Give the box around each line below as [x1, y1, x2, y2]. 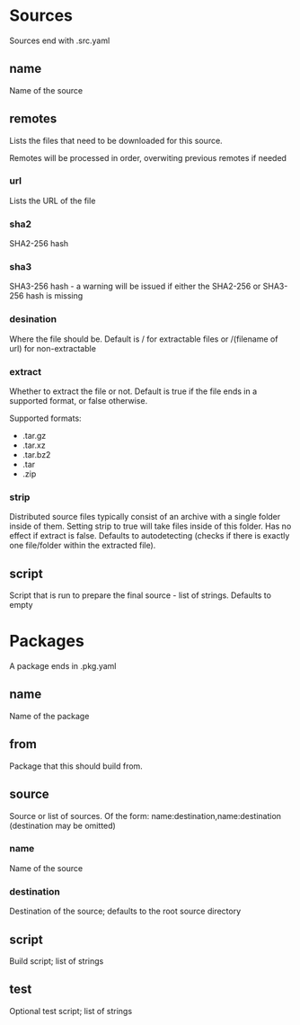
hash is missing [25, 290, 84, 301]
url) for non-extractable [9, 343, 97, 353]
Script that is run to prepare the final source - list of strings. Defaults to [9, 590, 272, 601]
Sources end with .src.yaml [9, 35, 110, 46]
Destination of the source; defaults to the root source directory [9, 905, 242, 917]
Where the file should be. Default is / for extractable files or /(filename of [9, 334, 278, 344]
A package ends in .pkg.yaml [9, 661, 117, 672]
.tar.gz [22, 431, 47, 441]
